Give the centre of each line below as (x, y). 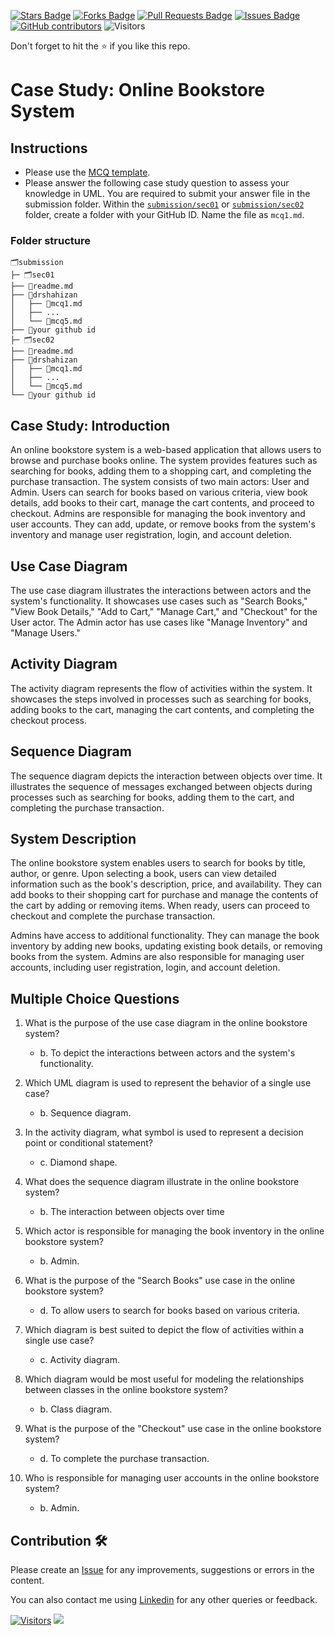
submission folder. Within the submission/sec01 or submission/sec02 (164, 204)
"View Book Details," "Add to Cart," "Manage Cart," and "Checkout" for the (164, 611)
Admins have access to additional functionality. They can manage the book (165, 936)
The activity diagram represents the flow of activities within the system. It (161, 688)
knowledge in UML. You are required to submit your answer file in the (167, 193)
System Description (73, 838)
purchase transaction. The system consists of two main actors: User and (160, 482)
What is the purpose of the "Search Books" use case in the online (160, 1281)
